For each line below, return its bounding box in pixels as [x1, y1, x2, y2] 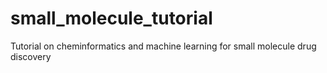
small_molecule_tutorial [10, 7, 213, 30]
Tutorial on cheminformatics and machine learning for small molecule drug [10, 40, 317, 52]
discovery [10, 50, 52, 62]
